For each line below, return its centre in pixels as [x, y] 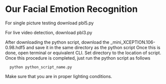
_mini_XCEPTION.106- [133, 42]
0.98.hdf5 [15, 47]
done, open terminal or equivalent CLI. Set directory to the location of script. [83, 53]
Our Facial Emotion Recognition [72, 9]
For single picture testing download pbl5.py [49, 23]
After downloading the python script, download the [57, 42]
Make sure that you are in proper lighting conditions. [59, 76]
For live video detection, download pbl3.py [49, 32]
